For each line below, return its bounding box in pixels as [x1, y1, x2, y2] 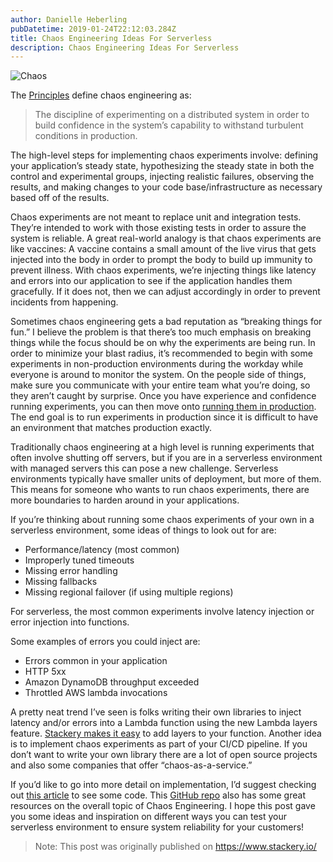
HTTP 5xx [24, 666, 67, 678]
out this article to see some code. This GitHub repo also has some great [10, 789, 306, 801]
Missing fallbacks [24, 576, 98, 588]
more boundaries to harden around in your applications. [10, 494, 240, 506]
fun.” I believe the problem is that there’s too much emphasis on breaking [10, 326, 312, 338]
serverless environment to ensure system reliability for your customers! [10, 821, 305, 833]
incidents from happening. [10, 296, 119, 308]
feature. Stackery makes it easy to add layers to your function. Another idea [10, 727, 322, 740]
